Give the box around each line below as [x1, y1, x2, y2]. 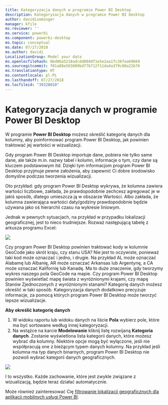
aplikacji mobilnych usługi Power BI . [5, 393, 79, 400]
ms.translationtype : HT [5, 68, 55, 73]
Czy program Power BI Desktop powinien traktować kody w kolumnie [5, 244, 148, 250]
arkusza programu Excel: [5, 224, 57, 230]
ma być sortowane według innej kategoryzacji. [12, 322, 109, 328]
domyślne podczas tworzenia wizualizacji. [5, 173, 93, 179]
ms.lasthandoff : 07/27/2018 [5, 77, 64, 83]
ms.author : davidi [5, 49, 44, 54]
